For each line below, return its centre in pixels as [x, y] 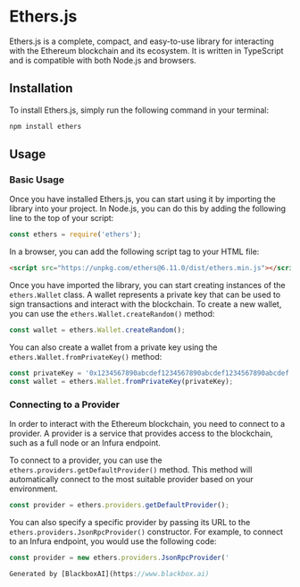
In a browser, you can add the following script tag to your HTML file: [134, 251]
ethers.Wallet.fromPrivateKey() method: [86, 356]
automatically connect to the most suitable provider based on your [131, 479]
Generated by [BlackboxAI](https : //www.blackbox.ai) [109, 574]
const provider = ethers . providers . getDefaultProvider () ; [119, 505]
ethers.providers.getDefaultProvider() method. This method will [131, 469]
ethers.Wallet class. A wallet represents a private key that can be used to [145, 295]
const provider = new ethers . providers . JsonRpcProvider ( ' [119, 557]
